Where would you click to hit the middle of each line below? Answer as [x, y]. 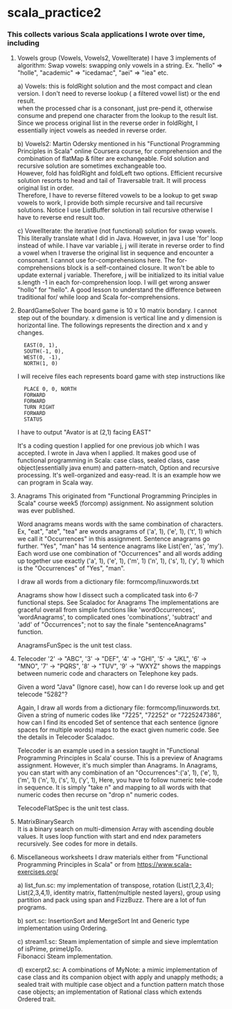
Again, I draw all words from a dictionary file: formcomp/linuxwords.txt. [118, 708]
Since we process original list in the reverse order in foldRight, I [107, 123]
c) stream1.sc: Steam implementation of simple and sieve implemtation [117, 942]
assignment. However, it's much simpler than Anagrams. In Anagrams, [117, 765]
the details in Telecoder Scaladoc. [65, 737]
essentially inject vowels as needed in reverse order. [92, 130]
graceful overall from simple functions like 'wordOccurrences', [106, 610]
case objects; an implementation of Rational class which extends [109, 992]
